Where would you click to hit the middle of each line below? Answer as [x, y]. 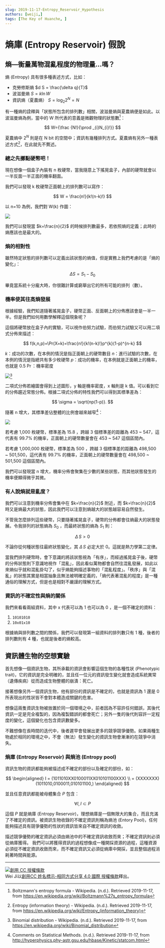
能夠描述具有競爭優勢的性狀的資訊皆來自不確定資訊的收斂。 [65, 826]
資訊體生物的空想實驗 [37, 656]
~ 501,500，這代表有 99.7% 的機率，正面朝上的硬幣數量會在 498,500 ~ [77, 455]
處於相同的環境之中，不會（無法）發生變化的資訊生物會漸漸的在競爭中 [80, 737]
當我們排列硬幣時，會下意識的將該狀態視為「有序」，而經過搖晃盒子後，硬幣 [82, 557]
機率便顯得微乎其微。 [27, 477]
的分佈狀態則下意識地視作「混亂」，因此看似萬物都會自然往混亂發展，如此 [79, 563]
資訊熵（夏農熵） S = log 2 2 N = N [46, 100]
